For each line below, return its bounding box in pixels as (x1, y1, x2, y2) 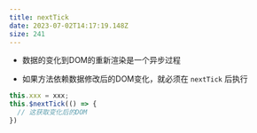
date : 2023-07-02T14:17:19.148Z (9, 21, 128, 30)
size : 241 (9, 29, 46, 38)
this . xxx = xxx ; (9, 91, 69, 100)
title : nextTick (9, 12, 69, 22)
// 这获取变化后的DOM (17, 108, 88, 117)
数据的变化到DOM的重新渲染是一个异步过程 (21, 55, 182, 66)
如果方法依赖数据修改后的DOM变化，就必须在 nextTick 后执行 (21, 74, 248, 84)
